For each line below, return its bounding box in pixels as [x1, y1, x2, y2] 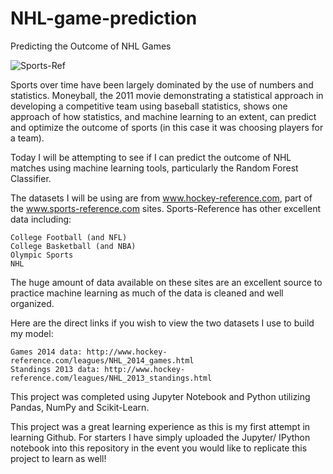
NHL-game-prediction [10, 7, 198, 30]
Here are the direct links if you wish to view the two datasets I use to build [10, 317, 315, 329]
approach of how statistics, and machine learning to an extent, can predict [10, 110, 317, 122]
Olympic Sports [10, 250, 74, 260]
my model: [10, 327, 54, 339]
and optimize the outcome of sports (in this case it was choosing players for [10, 121, 324, 133]
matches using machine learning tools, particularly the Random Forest [10, 162, 299, 174]
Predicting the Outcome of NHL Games [10, 40, 172, 52]
